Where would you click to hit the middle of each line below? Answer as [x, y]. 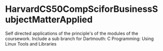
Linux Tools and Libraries [31, 44]
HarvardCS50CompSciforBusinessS [81, 9]
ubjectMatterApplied [49, 20]
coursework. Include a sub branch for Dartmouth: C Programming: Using [80, 39]
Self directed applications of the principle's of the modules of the [72, 33]
